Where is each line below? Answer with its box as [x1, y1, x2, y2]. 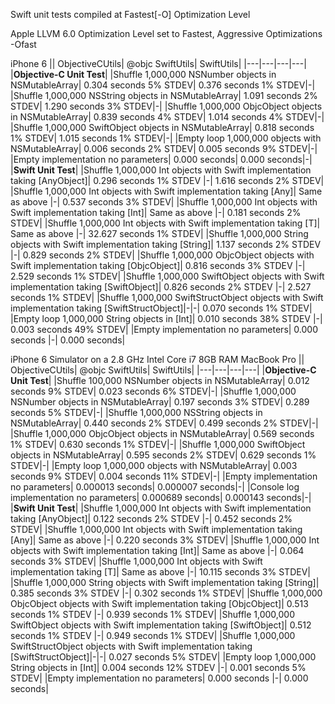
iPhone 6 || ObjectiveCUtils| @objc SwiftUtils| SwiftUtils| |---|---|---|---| [10, 58, 307, 69]
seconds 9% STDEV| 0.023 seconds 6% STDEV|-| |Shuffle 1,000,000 [10, 385, 297, 397]
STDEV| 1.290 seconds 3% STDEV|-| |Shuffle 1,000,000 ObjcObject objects [10, 100, 323, 112]
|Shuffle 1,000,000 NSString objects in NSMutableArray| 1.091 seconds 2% [10, 90, 318, 101]
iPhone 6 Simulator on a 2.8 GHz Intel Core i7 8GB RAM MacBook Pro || [10, 354, 305, 365]
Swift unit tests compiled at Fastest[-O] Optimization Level [10, 9, 251, 20]
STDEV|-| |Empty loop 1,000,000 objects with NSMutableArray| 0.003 [10, 460, 298, 471]
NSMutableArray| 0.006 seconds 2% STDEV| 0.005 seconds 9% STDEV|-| [10, 143, 318, 154]
